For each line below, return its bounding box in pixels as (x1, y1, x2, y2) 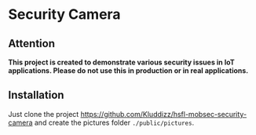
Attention (8, 37, 55, 50)
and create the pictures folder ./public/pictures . (34, 118, 195, 127)
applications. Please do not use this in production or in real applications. (8, 66, 249, 75)
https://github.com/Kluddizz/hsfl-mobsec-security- (80, 109, 247, 119)
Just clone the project (8, 109, 79, 119)
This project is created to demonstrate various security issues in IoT (8, 57, 236, 67)
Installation (8, 89, 64, 102)
